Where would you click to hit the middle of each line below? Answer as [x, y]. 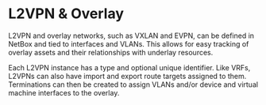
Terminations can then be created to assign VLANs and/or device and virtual [133, 84]
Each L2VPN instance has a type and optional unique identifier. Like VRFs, [129, 67]
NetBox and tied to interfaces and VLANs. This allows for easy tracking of [129, 43]
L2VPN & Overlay [66, 14]
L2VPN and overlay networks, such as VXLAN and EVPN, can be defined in [131, 36]
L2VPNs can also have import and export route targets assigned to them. [127, 76]
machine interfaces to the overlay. [64, 92]
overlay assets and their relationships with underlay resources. [111, 52]
